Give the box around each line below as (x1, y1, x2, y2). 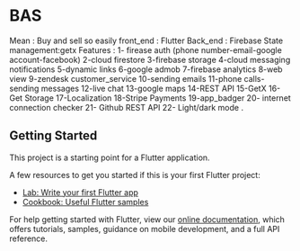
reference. (9, 233, 48, 244)
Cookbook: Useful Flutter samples (22, 196, 149, 207)
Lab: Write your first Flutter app (22, 186, 139, 198)
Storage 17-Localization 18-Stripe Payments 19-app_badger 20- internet (24, 92, 292, 103)
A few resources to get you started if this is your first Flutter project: (9, 169, 260, 180)
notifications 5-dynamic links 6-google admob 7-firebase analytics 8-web (9, 64, 283, 75)
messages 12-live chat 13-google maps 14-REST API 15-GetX (40, 83, 267, 94)
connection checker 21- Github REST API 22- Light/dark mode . (9, 102, 244, 112)
